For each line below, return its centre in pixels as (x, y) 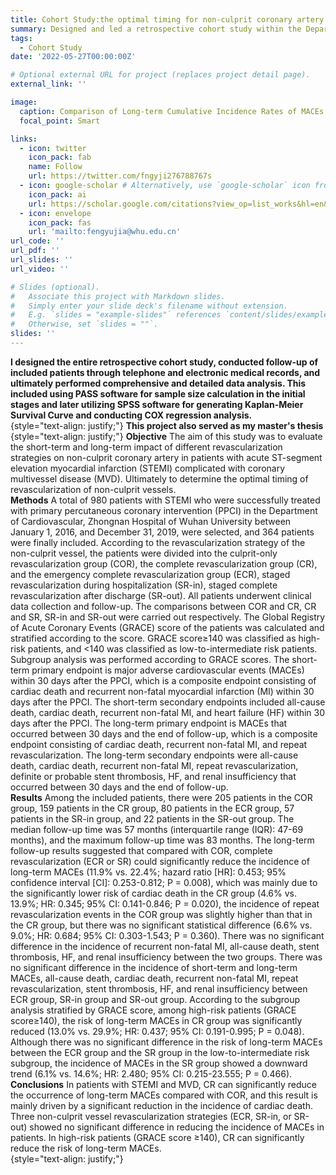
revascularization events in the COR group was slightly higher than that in (161, 914)
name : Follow (55, 167)
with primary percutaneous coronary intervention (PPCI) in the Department (164, 510)
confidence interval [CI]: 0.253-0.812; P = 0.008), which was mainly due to (164, 882)
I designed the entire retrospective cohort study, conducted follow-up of (164, 362)
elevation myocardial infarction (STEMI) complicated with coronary (148, 468)
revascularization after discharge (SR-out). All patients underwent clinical (161, 595)
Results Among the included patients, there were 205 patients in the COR (161, 797)
